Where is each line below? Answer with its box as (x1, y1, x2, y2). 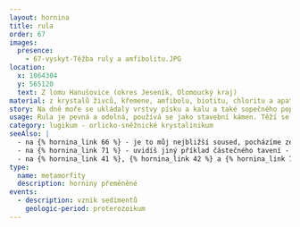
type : (9, 163, 29, 172)
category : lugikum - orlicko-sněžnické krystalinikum (9, 122, 214, 130)
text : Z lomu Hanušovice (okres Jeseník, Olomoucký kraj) (17, 88, 238, 97)
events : (9, 188, 38, 197)
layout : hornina (9, 13, 70, 22)
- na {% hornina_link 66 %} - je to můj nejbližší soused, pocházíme (17, 138, 281, 147)
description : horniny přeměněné (17, 180, 138, 189)
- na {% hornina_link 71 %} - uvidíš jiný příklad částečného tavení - (17, 146, 290, 155)
